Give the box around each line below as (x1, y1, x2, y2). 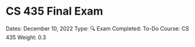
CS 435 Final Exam (6, 4, 104, 18)
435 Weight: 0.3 (6, 34, 47, 41)
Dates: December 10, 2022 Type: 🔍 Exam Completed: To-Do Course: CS (6, 24, 189, 32)
